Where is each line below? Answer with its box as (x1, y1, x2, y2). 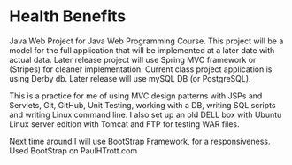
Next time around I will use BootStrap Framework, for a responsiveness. (9, 136, 271, 146)
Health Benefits (9, 6, 127, 27)
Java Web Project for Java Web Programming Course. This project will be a (9, 35, 284, 46)
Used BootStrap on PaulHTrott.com (9, 145, 138, 156)
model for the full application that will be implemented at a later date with (9, 44, 275, 55)
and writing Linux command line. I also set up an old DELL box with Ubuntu (9, 109, 282, 120)
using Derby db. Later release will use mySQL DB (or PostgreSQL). (9, 73, 251, 83)
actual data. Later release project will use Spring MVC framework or (9, 54, 257, 65)
